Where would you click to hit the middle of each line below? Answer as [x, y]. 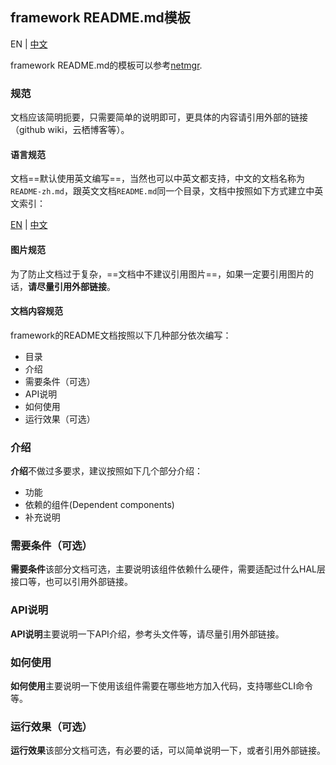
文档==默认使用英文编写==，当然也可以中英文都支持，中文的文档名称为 [158, 179]
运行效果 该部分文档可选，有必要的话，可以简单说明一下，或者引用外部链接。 [168, 750]
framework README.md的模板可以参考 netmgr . [106, 65]
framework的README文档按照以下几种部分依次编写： [121, 335]
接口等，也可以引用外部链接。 [71, 582]
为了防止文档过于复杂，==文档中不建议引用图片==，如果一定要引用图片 [158, 274]
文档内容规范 [36, 311]
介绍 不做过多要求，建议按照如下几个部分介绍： [106, 471]
